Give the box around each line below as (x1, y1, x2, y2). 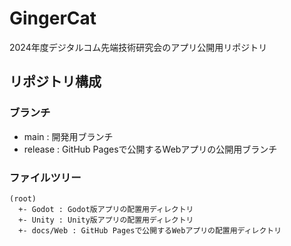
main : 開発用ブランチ (23, 130, 114, 142)
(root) (9, 193, 37, 204)
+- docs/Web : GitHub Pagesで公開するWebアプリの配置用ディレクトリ (18, 225, 282, 236)
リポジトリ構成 (9, 73, 102, 91)
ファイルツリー (9, 170, 82, 184)
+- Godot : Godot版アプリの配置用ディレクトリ (18, 204, 194, 214)
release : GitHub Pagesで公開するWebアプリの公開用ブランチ (23, 143, 278, 155)
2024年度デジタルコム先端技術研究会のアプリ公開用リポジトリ (9, 41, 268, 53)
